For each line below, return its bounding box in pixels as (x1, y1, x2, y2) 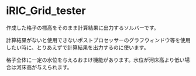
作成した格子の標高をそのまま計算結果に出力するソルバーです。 (6, 24, 159, 31)
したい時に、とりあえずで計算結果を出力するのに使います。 (6, 44, 149, 51)
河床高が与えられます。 (16, 63, 73, 71)
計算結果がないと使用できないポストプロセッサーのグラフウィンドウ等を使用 (6, 36, 191, 43)
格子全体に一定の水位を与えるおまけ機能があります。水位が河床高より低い (6, 56, 185, 63)
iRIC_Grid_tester (6, 4, 86, 18)
